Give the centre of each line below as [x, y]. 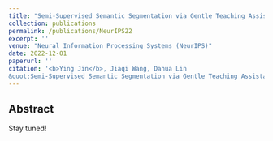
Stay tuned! [28, 128]
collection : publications [52, 23]
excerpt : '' [28, 38]
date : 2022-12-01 [38, 53]
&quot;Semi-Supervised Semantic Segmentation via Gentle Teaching [123, 76]
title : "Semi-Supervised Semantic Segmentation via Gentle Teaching [127, 16]
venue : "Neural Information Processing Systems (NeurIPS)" [110, 46]
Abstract [31, 109]
